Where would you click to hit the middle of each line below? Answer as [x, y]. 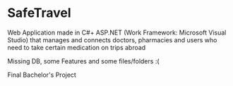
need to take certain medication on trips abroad [77, 47]
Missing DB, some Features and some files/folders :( [84, 61]
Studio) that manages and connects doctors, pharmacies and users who [112, 39]
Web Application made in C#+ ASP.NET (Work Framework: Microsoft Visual [117, 32]
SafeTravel [40, 13]
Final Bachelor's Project [42, 75]
